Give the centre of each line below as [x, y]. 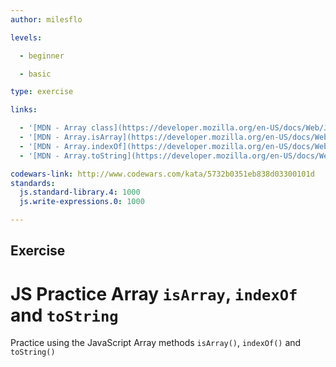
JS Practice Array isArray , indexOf [154, 293]
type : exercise [42, 92]
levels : [26, 37]
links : [24, 110]
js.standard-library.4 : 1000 [80, 192]
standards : [33, 183]
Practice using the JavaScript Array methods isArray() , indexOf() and [156, 343]
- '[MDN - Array [53, 128]
